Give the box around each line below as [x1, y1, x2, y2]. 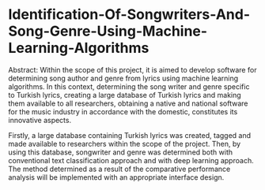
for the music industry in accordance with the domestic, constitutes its [8, 106, 238, 116]
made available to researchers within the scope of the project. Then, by [8, 139, 241, 148]
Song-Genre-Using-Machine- [8, 22, 208, 40]
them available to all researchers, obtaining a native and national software [8, 99, 248, 108]
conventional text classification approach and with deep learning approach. [8, 155, 255, 165]
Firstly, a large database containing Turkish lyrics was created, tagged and [8, 130, 252, 140]
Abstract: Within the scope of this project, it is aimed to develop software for [8, 65, 257, 74]
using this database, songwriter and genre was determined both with [8, 147, 233, 157]
